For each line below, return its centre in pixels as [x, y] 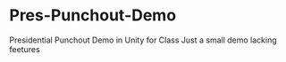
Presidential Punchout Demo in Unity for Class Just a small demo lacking [143, 40]
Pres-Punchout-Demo [93, 15]
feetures [25, 49]
